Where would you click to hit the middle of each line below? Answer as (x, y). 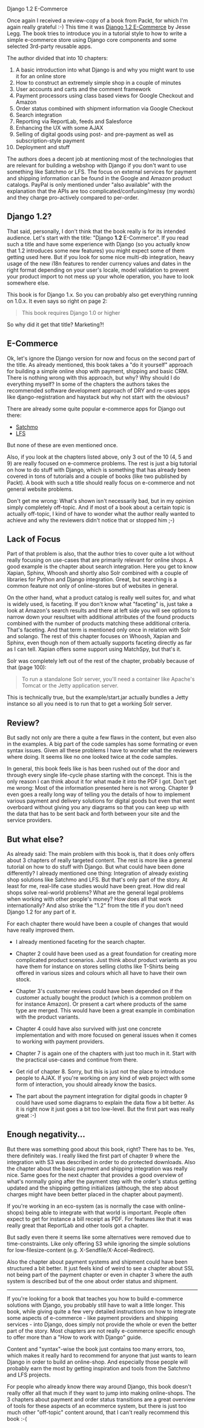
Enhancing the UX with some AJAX (59, 128)
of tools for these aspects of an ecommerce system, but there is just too (97, 1406)
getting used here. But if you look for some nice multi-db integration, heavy (100, 257)
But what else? (35, 839)
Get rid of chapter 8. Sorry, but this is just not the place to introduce (100, 1072)
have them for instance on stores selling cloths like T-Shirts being (97, 966)
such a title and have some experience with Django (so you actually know (98, 244)
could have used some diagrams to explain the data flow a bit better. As (105, 1103)
